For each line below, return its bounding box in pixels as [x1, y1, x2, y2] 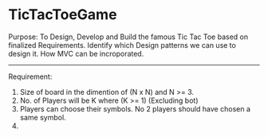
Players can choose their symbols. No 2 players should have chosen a [19, 104, 251, 113]
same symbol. [19, 112, 66, 122]
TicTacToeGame [8, 6, 117, 24]
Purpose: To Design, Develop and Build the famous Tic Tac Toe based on [8, 32, 249, 41]
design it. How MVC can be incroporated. [8, 49, 144, 58]
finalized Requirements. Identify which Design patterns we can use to [8, 40, 237, 49]
